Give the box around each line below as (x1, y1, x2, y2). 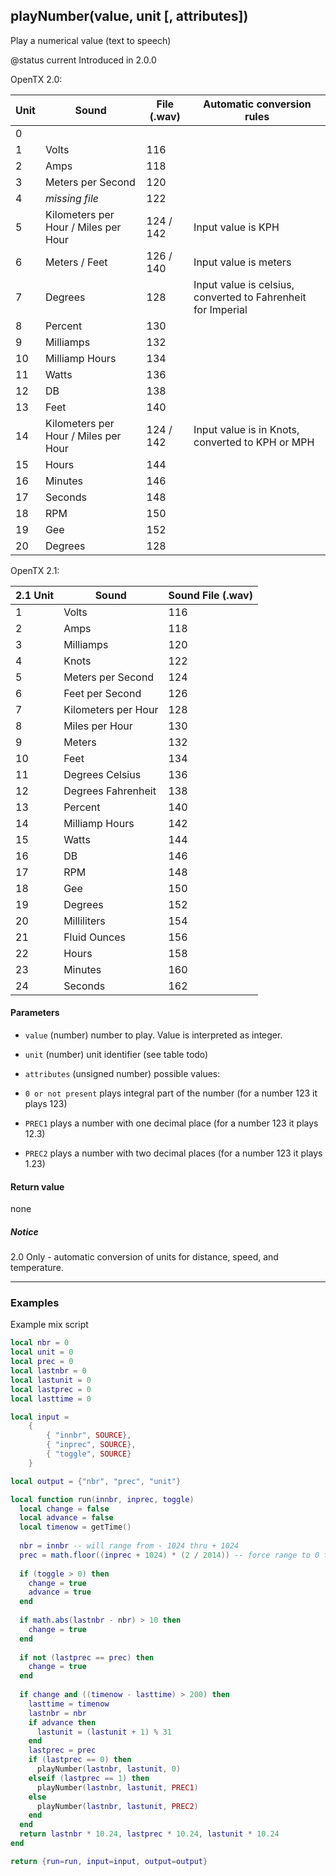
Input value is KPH (193, 220, 280, 234)
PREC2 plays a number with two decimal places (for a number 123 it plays (24, 1147, 323, 1159)
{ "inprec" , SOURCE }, (46, 1440, 137, 1450)
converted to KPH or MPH (193, 435, 315, 449)
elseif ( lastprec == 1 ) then (28, 1773, 150, 1783)
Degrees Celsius (63, 767, 142, 781)
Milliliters (63, 914, 106, 928)
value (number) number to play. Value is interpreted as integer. (24, 1029, 283, 1041)
